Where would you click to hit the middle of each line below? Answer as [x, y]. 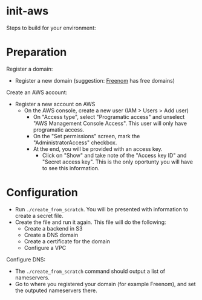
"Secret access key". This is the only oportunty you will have [118, 162]
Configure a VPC [45, 247]
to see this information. [71, 168]
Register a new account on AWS [55, 104]
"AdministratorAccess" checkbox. [75, 142]
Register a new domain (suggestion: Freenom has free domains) [95, 80]
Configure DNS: [26, 259]
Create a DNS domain [51, 235]
